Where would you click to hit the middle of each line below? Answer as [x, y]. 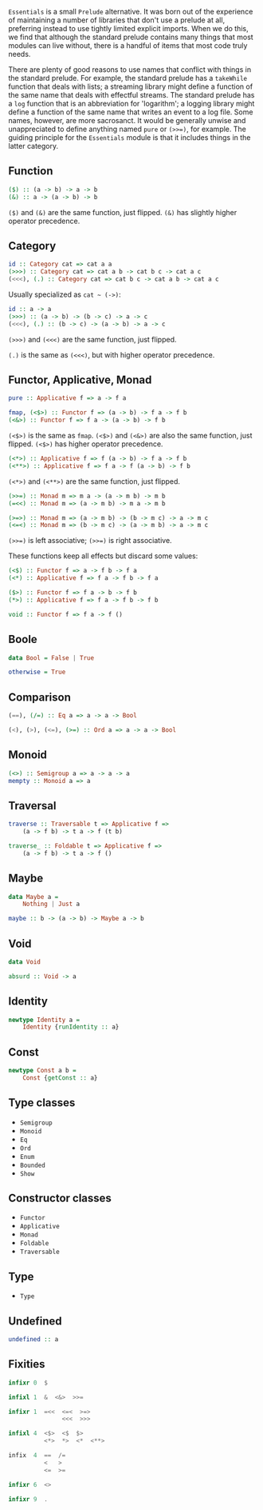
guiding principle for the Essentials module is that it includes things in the [130, 138]
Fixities [27, 1364]
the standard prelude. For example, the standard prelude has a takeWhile [128, 78]
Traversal [32, 806]
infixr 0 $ [28, 1383]
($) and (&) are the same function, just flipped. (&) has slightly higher [123, 212]
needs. [20, 54]
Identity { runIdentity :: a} [71, 1027]
